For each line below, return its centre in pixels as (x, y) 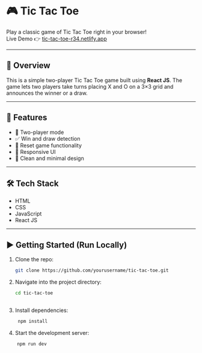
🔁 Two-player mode (39, 132)
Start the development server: (52, 332)
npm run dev (32, 344)
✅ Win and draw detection (47, 138)
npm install (33, 321)
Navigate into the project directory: (58, 282)
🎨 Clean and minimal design (49, 158)
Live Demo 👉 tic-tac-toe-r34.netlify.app (57, 39)
